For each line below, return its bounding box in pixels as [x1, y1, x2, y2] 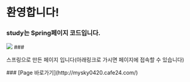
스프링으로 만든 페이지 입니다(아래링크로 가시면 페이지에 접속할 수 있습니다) [6, 56, 185, 64]
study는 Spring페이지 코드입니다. [6, 29, 101, 37]
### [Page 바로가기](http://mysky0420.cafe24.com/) [6, 69, 138, 77]
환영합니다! [6, 5, 60, 19]
